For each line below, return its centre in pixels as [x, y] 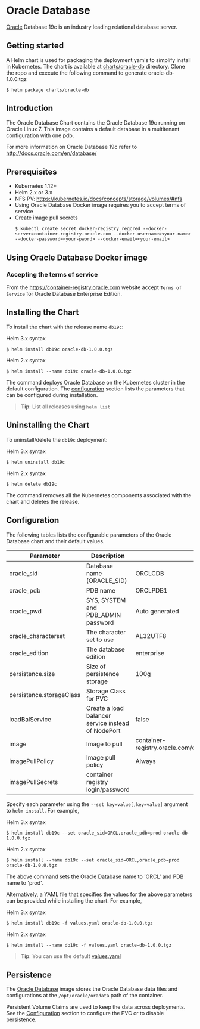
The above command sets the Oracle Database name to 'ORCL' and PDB [95, 876]
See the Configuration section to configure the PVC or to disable [85, 1013]
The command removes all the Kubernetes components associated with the [99, 495]
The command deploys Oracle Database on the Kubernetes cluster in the [96, 382]
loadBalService [30, 719]
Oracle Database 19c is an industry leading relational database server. [92, 27]
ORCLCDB [150, 573]
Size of [96, 667]
